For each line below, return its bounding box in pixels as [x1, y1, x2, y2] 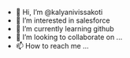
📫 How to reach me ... [15, 42, 89, 50]
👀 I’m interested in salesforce [15, 16, 110, 25]
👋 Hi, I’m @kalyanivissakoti [15, 8, 103, 16]
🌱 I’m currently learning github [15, 24, 114, 33]
